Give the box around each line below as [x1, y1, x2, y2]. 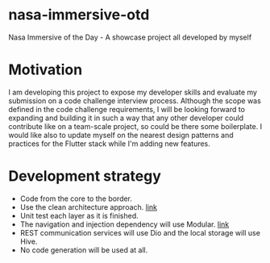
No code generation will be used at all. [19, 244, 148, 255]
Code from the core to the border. [19, 194, 133, 203]
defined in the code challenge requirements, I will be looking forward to [8, 104, 246, 114]
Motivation [8, 61, 83, 79]
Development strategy [8, 167, 161, 186]
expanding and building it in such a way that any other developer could [8, 113, 244, 123]
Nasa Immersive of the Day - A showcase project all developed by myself [8, 32, 252, 42]
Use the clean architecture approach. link [19, 202, 158, 211]
